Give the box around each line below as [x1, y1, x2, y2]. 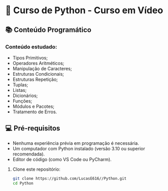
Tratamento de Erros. [12, 109, 57, 115]
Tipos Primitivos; [12, 54, 48, 60]
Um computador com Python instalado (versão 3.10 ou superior [12, 145, 146, 151]
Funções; [12, 98, 32, 104]
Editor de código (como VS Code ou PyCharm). [12, 156, 112, 162]
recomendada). [12, 151, 45, 157]
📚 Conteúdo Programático [5, 25, 91, 34]
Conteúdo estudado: [5, 43, 57, 50]
